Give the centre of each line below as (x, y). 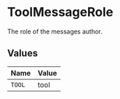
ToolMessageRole (60, 12)
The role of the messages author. (55, 31)
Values (23, 53)
